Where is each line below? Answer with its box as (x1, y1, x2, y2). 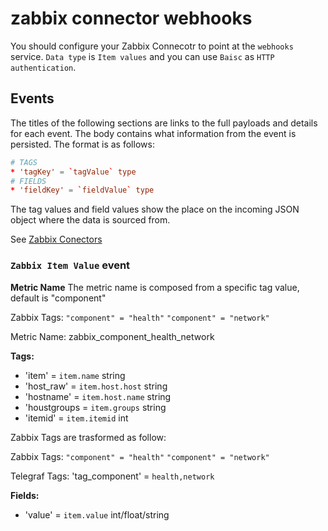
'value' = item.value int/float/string (24, 508, 170, 521)
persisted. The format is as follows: (10, 138, 155, 150)
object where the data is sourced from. (10, 214, 171, 226)
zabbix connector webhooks (10, 7, 253, 30)
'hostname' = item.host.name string (24, 390, 172, 402)
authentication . (10, 61, 77, 73)
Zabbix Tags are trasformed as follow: (10, 431, 167, 443)
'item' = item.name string (24, 369, 126, 381)
